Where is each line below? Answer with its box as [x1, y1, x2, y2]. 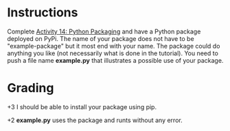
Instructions [7, 5, 78, 20]
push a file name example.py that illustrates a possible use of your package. [7, 56, 224, 64]
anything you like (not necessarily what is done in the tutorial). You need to [7, 49, 218, 57]
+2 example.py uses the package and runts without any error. [7, 116, 183, 124]
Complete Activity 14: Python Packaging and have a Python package [7, 27, 201, 35]
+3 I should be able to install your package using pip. [7, 102, 157, 111]
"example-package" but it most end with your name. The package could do [7, 42, 220, 50]
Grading [7, 81, 54, 96]
